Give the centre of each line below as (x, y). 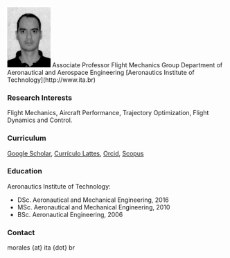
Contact (21, 232)
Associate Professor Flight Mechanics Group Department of (137, 64)
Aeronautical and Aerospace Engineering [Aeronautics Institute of (101, 72)
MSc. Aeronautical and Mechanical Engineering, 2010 (94, 207)
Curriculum (27, 138)
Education (25, 171)
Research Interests (40, 98)
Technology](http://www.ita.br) (51, 80)
